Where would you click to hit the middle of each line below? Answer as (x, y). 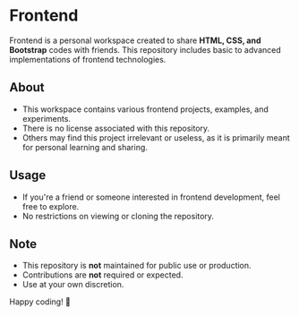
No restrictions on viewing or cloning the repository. (118, 216)
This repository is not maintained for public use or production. (137, 266)
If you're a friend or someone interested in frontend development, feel (151, 197)
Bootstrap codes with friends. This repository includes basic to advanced (145, 49)
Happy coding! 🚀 (40, 302)
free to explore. (51, 206)
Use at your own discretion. (73, 285)
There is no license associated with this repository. (116, 128)
